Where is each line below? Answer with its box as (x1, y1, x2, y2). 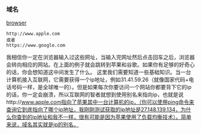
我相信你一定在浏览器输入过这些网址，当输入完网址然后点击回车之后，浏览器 (6, 54, 195, 61)
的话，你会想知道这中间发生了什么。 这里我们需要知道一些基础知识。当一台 (6, 69, 191, 76)
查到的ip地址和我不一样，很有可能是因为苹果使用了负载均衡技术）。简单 (16, 114, 191, 121)
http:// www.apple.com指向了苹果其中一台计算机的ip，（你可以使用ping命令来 (6, 99, 194, 106)
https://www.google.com (6, 42, 66, 48)
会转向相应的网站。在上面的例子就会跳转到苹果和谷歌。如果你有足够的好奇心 (6, 61, 195, 68)
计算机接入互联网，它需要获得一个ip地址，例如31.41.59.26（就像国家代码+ (6, 76, 189, 83)
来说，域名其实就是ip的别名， (6, 121, 79, 128)
